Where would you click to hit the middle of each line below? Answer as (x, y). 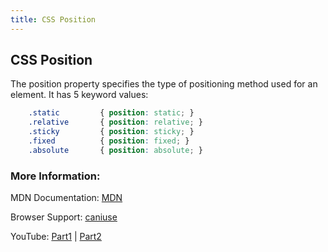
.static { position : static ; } (111, 113)
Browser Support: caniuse (64, 217)
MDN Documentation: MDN (66, 198)
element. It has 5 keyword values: (79, 95)
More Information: (55, 176)
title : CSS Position (53, 19)
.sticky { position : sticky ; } (111, 132)
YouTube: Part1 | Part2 (56, 237)
